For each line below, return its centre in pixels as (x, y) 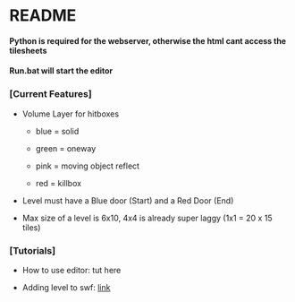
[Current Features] (51, 94)
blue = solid (57, 131)
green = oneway (66, 148)
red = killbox (59, 183)
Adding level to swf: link (66, 287)
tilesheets (28, 50)
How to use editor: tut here (72, 270)
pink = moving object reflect (88, 166)
